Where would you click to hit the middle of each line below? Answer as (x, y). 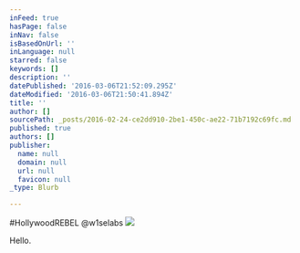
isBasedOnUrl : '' (42, 43)
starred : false (38, 60)
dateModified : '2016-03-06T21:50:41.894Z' (91, 94)
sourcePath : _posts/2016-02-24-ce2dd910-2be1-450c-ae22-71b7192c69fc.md (150, 120)
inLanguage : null (42, 52)
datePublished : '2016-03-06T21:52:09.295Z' (93, 86)
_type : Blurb (34, 188)
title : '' (28, 103)
